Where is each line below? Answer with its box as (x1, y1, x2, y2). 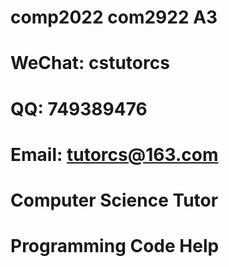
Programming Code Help (10, 235, 220, 258)
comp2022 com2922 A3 (10, 6, 218, 29)
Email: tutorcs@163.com (10, 143, 219, 166)
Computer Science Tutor (10, 189, 219, 211)
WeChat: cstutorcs (10, 52, 170, 75)
